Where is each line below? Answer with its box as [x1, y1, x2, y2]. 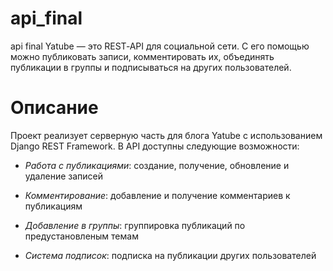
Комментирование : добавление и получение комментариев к [24, 189, 291, 201]
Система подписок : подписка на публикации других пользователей [24, 249, 317, 261]
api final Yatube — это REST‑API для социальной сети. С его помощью [10, 40, 310, 52]
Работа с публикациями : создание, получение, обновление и [24, 159, 290, 171]
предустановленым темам [24, 230, 139, 242]
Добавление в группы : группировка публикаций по [24, 219, 246, 231]
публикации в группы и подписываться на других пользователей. [10, 61, 292, 73]
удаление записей [24, 170, 104, 182]
